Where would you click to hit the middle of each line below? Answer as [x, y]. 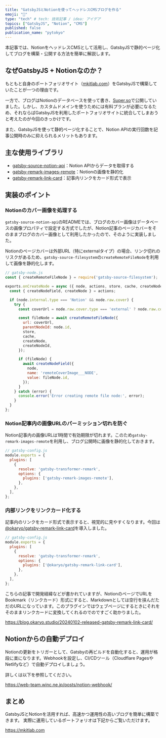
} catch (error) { [33, 392]
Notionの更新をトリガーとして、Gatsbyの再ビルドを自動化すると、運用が [80, 652]
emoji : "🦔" [16, 14]
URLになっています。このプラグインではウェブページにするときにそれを [87, 606]
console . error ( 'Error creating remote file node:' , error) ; [81, 396]
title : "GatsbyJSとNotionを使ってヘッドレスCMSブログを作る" [63, 10]
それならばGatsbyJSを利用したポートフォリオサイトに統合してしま [82, 112]
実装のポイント [28, 195]
